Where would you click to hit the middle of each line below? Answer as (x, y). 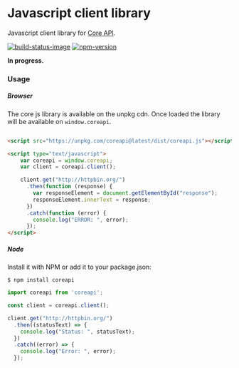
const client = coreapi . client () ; (59, 306)
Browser (20, 96)
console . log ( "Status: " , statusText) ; (78, 332)
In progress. (26, 60)
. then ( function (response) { (69, 187)
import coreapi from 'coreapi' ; (55, 293)
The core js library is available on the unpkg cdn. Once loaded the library (114, 114)
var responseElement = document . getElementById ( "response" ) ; (126, 193)
